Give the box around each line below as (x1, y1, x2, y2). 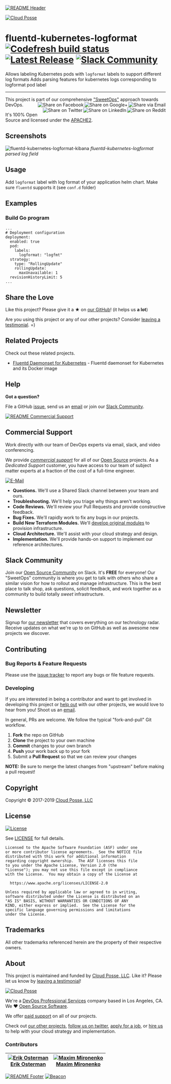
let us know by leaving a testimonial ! (5, 978, 81, 984)
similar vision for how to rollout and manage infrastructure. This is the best (5, 580, 161, 587)
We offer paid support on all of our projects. (5, 1013, 98, 1019)
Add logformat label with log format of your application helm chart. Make (5, 179, 158, 185)
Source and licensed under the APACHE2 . (5, 117, 93, 123)
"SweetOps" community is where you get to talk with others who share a (5, 575, 158, 581)
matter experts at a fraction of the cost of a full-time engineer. (5, 467, 135, 474)
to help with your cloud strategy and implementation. (5, 1028, 116, 1035)
